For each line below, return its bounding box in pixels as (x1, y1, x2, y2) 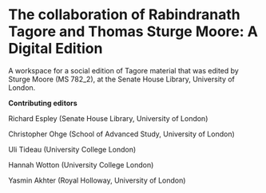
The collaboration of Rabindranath (8, 6, 241, 24)
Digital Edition (8, 40, 103, 57)
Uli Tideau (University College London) (8, 144, 137, 154)
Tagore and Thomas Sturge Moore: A (8, 22, 258, 41)
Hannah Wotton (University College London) (8, 160, 154, 169)
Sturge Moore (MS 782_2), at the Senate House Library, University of (8, 74, 236, 84)
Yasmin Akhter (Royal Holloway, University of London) (8, 175, 186, 185)
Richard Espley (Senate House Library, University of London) (8, 113, 208, 123)
